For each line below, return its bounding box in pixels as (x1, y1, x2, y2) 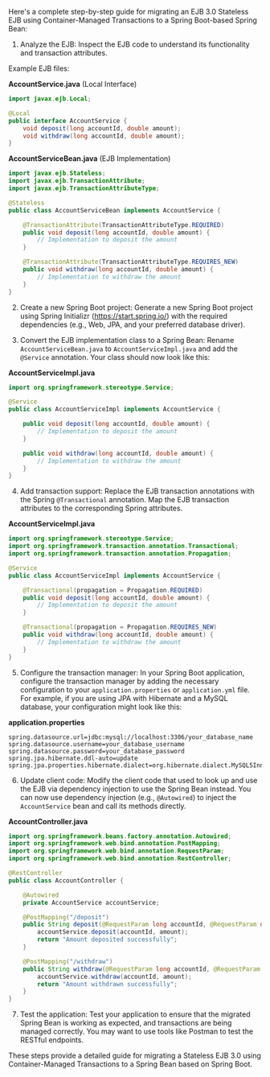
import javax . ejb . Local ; (8, 95, 92, 103)
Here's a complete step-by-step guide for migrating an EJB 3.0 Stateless (8, 7, 249, 16)
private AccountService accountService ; (22, 898, 160, 906)
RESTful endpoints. (19, 1035, 84, 1045)
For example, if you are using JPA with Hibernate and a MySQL (19, 693, 228, 703)
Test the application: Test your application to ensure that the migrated (19, 1009, 251, 1019)
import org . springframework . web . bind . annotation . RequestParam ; (8, 847, 225, 856)
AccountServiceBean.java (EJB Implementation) (8, 154, 171, 163)
